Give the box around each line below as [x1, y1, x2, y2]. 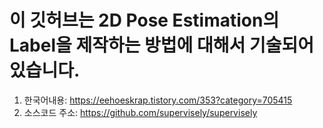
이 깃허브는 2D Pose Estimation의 [9, 9, 280, 32]
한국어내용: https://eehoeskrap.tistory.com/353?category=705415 [23, 94, 293, 106]
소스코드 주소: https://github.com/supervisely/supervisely [23, 106, 258, 118]
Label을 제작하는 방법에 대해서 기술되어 [9, 34, 314, 57]
